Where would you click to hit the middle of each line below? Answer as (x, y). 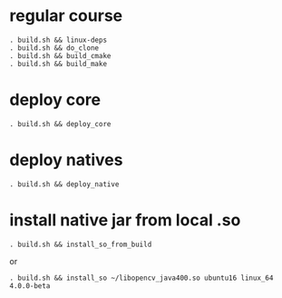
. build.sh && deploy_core (60, 124)
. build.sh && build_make (58, 64)
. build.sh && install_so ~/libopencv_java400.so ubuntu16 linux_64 (141, 278)
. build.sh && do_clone (54, 48)
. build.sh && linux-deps (58, 40)
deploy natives (66, 160)
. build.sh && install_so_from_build (81, 244)
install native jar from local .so (125, 220)
